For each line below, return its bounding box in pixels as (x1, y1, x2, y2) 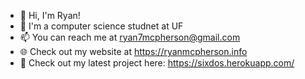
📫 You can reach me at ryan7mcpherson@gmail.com (19, 31, 241, 43)
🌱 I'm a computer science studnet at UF (19, 20, 184, 32)
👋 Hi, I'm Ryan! (19, 10, 81, 21)
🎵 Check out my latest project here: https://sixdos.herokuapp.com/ (19, 57, 295, 69)
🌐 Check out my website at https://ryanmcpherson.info (19, 46, 248, 57)
